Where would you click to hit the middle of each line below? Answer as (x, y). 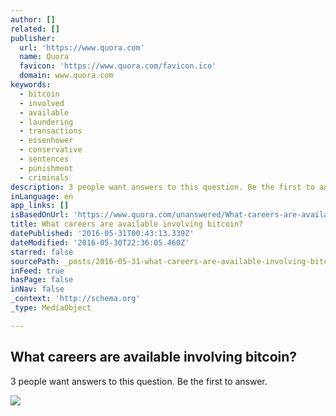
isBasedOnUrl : (40, 215)
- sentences (44, 159)
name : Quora (44, 57)
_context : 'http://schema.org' (75, 299)
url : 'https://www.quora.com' (82, 47)
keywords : (31, 85)
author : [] (33, 19)
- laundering (46, 122)
